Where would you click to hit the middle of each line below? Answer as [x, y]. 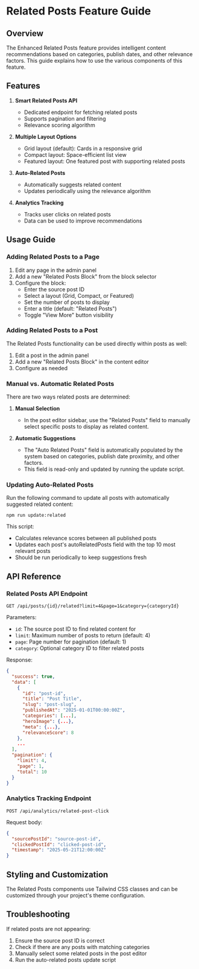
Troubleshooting [38, 914]
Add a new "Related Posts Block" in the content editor [82, 361]
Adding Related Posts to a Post [52, 330]
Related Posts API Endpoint [47, 593]
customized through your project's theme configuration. [76, 895]
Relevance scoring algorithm [59, 125]
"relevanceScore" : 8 [48, 733]
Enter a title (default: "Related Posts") [70, 308]
